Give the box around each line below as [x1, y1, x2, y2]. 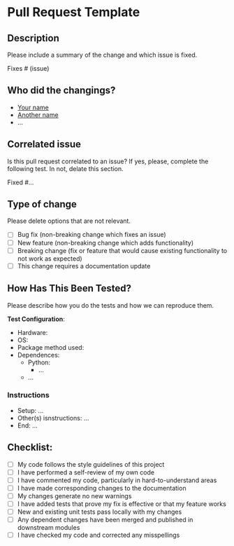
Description [7, 32, 59, 44]
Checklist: [7, 442, 53, 453]
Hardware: [17, 328, 48, 336]
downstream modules [17, 524, 80, 532]
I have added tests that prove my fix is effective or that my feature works [17, 499, 227, 508]
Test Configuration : [7, 315, 65, 323]
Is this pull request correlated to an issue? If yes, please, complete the [7, 157, 209, 165]
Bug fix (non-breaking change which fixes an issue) [17, 231, 166, 239]
